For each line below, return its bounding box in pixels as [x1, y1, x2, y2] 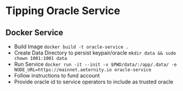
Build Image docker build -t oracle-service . [14, 43, 129, 50]
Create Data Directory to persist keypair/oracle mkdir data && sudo [14, 49, 177, 56]
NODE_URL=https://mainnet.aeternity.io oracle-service [14, 67, 152, 73]
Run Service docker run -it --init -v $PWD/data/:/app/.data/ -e [14, 60, 177, 68]
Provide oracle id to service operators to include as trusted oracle [14, 78, 174, 85]
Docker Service [5, 28, 64, 38]
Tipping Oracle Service [5, 4, 121, 18]
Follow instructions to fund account [14, 72, 100, 79]
